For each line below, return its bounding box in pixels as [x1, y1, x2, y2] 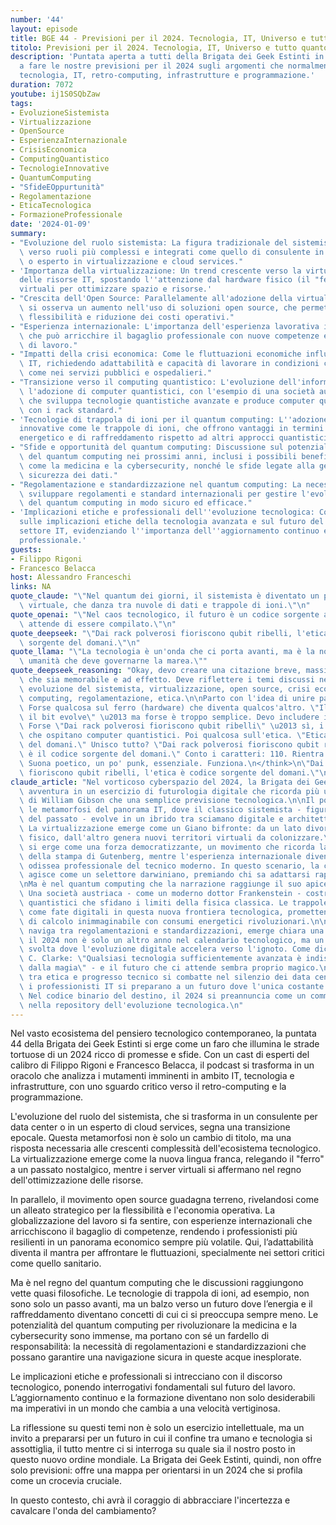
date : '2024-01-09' [10, 219, 92, 230]
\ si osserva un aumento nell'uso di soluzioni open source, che [19, 303, 298, 313]
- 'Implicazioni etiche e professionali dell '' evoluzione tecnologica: [10, 507, 315, 518]
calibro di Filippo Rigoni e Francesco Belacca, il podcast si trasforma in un [10, 1059, 315, 1071]
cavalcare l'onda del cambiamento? [10, 1505, 157, 1517]
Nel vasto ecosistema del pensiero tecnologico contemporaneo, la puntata [10, 1027, 317, 1040]
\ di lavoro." [19, 340, 78, 350]
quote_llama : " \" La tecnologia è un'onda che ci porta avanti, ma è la [10, 647, 315, 657]
